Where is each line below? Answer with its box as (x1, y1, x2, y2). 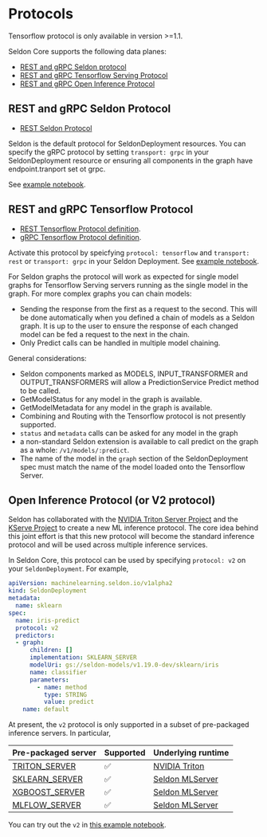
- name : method (37, 683, 88, 691)
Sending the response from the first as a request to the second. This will (19, 304, 257, 313)
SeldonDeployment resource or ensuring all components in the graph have (8, 155, 253, 165)
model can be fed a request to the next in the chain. (19, 329, 190, 339)
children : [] (29, 646, 73, 654)
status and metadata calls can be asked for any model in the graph (19, 428, 238, 438)
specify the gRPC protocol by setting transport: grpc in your (8, 147, 210, 156)
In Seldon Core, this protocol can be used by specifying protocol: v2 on (8, 556, 246, 565)
